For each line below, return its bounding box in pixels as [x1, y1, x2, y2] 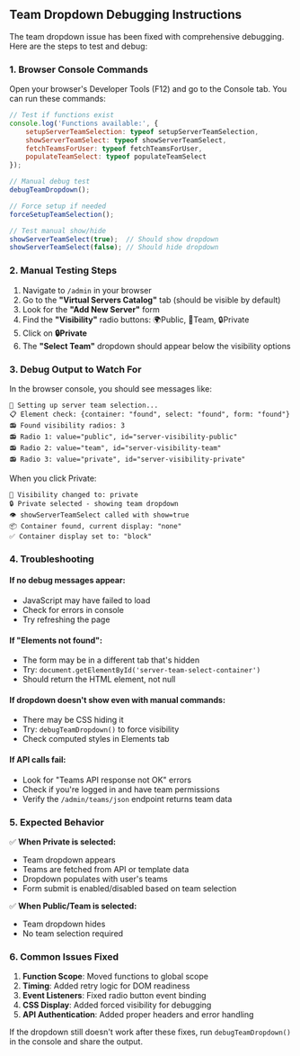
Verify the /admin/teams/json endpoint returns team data [22, 793, 233, 804]
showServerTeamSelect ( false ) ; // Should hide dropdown [9, 243, 219, 252]
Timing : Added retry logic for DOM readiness [22, 980, 190, 991]
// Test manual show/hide [9, 226, 106, 235]
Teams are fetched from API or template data [22, 863, 190, 874]
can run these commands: [9, 94, 106, 104]
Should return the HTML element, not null [22, 674, 176, 685]
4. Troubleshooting [9, 553, 94, 565]
